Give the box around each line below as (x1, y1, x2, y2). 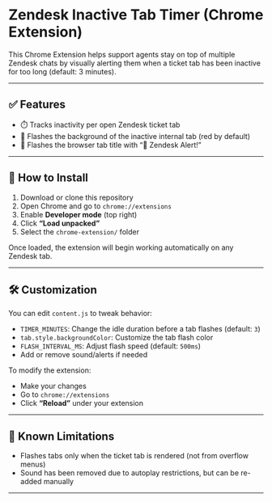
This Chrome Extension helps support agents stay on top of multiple (8, 49, 236, 59)
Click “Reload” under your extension (19, 399, 144, 408)
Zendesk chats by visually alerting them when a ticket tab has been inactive (8, 58, 261, 68)
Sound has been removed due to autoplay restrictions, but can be (19, 468, 240, 478)
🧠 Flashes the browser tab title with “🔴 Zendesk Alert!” (19, 140, 202, 150)
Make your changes (19, 382, 87, 391)
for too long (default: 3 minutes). (8, 66, 117, 76)
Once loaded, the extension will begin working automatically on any (8, 243, 234, 252)
